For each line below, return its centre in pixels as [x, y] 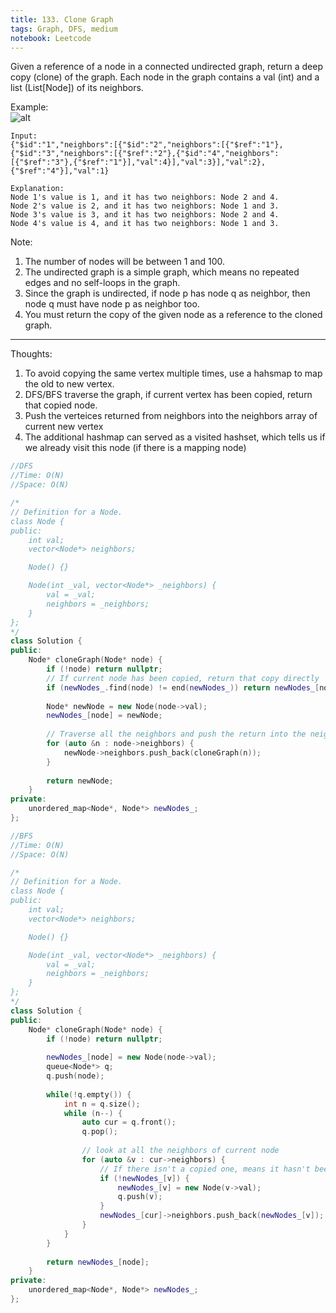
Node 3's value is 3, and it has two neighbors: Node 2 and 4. [145, 215]
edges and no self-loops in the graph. [102, 283]
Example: [29, 107]
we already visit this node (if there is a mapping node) [135, 448]
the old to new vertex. [69, 384]
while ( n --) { [93, 1113]
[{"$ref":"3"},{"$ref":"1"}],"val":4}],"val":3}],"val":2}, [138, 162]
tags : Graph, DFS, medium [64, 29]
